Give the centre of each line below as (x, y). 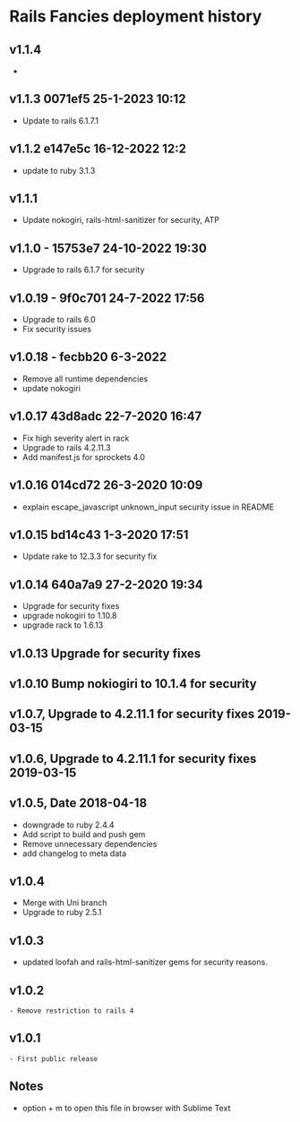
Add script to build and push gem (84, 834)
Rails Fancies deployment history (136, 17)
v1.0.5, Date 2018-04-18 (78, 803)
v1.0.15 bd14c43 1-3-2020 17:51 (99, 535)
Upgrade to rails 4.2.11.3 (66, 447)
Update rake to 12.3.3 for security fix (90, 556)
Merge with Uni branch (64, 903)
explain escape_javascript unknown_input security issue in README (148, 507)
